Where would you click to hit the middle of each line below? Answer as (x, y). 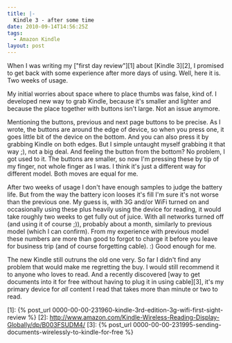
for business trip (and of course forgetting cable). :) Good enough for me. (112, 246)
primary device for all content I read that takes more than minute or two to (113, 289)
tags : (15, 33)
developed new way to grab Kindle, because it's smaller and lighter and (109, 101)
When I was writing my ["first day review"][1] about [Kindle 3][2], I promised (116, 66)
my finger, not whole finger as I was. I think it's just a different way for (107, 166)
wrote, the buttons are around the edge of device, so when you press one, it (116, 129)
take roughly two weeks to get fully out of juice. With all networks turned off (116, 217)
